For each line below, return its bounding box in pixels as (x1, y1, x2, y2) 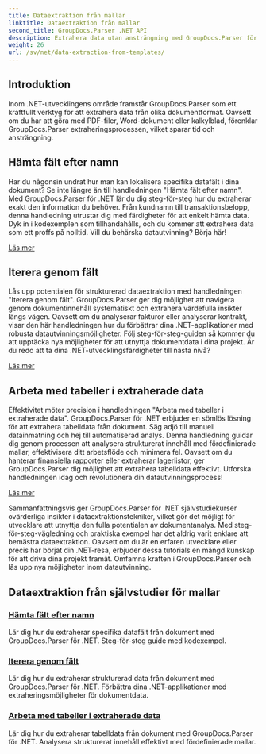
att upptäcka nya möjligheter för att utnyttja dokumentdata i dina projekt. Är (8, 337, 255, 347)
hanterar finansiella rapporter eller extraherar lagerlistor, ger (8, 456, 205, 465)
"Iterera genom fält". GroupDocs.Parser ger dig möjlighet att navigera (8, 295, 235, 305)
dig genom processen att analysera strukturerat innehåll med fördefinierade (8, 439, 256, 448)
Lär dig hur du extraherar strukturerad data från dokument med (8, 674, 215, 683)
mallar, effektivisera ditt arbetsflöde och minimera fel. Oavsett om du (8, 448, 233, 457)
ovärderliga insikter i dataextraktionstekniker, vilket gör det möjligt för (8, 512, 235, 521)
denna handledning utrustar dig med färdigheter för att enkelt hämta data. (8, 210, 250, 220)
